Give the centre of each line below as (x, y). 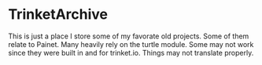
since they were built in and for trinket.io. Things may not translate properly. (131, 52)
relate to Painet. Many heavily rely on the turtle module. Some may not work (131, 44)
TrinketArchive (58, 14)
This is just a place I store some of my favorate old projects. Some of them (129, 36)
